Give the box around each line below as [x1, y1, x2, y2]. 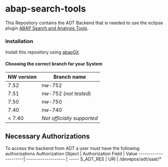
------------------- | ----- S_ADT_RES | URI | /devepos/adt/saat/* [26, 156, 161, 162]
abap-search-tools [5, 3, 86, 15]
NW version [8, 74, 37, 81]
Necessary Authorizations [5, 132, 90, 140]
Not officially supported [41, 115, 98, 122]
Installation [5, 37, 34, 44]
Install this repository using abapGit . [5, 49, 80, 55]
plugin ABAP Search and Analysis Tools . [5, 25, 89, 31]
